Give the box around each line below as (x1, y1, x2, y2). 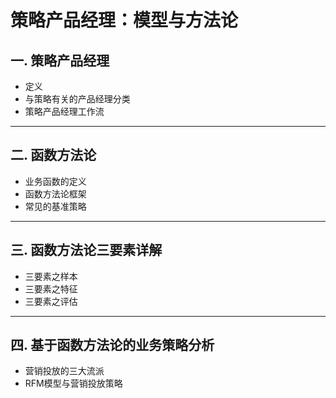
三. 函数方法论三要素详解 (10, 242, 163, 259)
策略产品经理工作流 (24, 106, 105, 117)
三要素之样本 (24, 270, 78, 282)
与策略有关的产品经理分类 (24, 93, 131, 105)
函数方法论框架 (24, 187, 87, 200)
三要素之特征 (24, 282, 78, 295)
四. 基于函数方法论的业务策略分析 (10, 337, 215, 354)
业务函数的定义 (24, 175, 87, 187)
